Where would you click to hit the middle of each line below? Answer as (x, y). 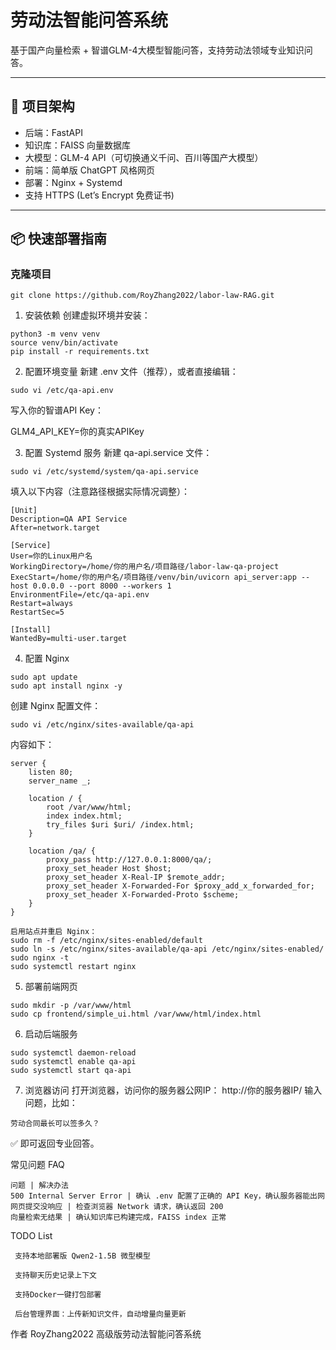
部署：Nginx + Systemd (73, 182)
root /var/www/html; (89, 807)
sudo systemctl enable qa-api (73, 1062)
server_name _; (60, 781)
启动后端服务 (51, 1034)
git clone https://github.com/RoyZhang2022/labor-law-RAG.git (142, 296)
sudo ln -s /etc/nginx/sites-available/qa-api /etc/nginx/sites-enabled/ (167, 949)
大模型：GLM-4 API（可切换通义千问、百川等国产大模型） (144, 157)
